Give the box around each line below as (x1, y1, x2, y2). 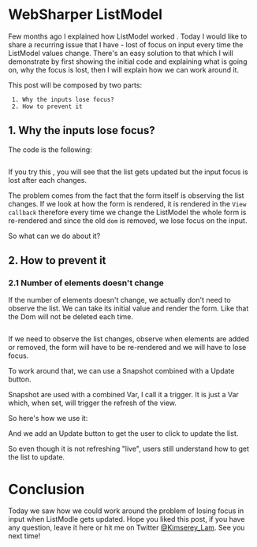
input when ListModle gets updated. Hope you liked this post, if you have (8, 515, 245, 524)
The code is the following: (8, 144, 92, 154)
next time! (8, 531, 41, 541)
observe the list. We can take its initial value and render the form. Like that (8, 303, 249, 313)
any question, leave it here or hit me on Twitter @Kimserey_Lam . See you (8, 523, 245, 533)
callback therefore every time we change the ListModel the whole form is (8, 207, 247, 217)
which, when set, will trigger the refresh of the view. (8, 398, 177, 407)
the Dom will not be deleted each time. (8, 312, 134, 322)
